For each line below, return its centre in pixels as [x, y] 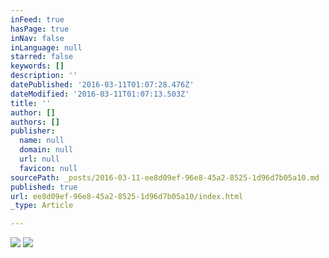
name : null [42, 141]
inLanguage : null [46, 47]
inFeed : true [37, 19]
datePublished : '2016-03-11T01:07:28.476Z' [102, 85]
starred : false [42, 57]
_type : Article [42, 206]
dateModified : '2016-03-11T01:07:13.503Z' [100, 94]
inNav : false [37, 38]
